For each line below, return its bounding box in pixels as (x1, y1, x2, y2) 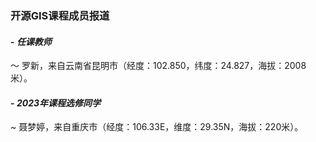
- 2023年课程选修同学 (10, 97, 101, 109)
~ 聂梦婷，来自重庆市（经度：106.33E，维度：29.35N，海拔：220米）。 (10, 121, 304, 133)
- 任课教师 (10, 35, 52, 47)
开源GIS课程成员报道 (10, 8, 110, 22)
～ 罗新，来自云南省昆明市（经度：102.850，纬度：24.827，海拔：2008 (10, 60, 307, 72)
